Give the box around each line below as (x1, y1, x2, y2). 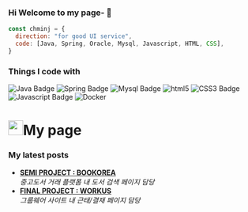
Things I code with (8, 66, 81, 77)
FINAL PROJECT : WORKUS (19, 186, 112, 195)
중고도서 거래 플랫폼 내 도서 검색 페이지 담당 (19, 177, 156, 187)
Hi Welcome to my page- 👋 (8, 7, 112, 18)
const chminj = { (8, 25, 66, 33)
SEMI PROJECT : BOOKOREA (19, 168, 116, 177)
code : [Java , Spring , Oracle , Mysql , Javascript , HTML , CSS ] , (15, 40, 224, 48)
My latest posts (8, 150, 70, 161)
